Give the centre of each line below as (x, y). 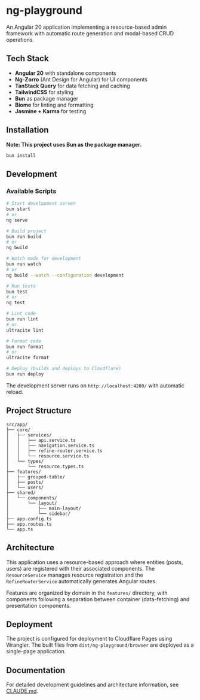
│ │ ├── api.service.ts (41, 440)
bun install (21, 155)
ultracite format (28, 358)
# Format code (24, 341)
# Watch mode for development (44, 259)
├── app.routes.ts (29, 524)
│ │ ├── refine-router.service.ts (54, 451)
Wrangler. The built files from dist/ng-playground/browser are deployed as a (100, 645)
